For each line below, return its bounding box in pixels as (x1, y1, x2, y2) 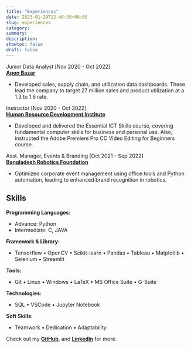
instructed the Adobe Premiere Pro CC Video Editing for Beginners (14, 135, 175, 142)
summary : (6, 31, 28, 36)
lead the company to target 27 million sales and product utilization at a (14, 86, 185, 94)
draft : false (6, 47, 38, 53)
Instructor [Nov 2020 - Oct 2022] (6, 104, 87, 112)
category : (6, 25, 30, 31)
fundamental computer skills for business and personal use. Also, (14, 128, 173, 135)
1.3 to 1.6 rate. (14, 93, 49, 100)
